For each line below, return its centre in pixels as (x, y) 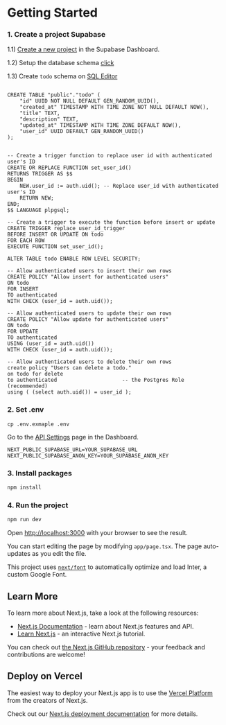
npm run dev (24, 520)
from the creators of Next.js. (47, 700)
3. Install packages (40, 473)
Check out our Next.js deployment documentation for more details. (103, 714)
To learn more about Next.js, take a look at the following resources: (103, 613)
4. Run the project (38, 505)
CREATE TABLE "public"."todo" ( (54, 95)
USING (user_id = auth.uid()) (51, 344)
